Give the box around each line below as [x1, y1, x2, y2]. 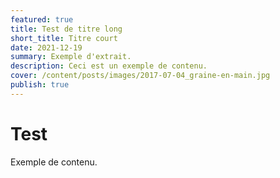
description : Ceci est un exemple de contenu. [10, 61, 208, 71]
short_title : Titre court [10, 33, 118, 43]
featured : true [10, 14, 74, 25]
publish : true [10, 80, 70, 90]
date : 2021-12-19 [10, 42, 83, 53]
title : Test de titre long [10, 24, 123, 34]
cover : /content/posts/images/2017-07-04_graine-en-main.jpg [10, 71, 271, 81]
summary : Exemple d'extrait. [10, 52, 132, 62]
